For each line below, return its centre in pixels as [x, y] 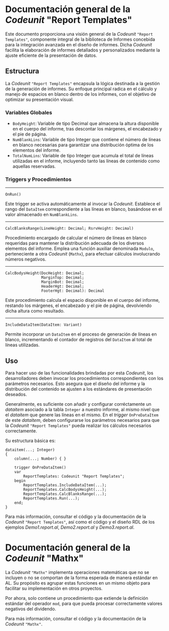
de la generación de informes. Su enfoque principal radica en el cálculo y [81, 89]
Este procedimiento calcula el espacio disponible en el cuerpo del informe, [82, 300]
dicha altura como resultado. [35, 311]
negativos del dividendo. [31, 609]
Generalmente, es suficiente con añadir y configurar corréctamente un [78, 404]
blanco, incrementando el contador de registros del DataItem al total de [79, 340]
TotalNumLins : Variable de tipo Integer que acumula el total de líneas [83, 156]
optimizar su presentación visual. [39, 99]
